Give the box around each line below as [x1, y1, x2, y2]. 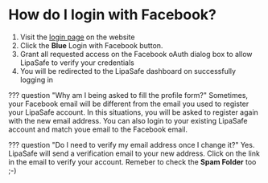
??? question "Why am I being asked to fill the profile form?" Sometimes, [8, 90, 248, 100]
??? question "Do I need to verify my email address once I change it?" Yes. [8, 140, 255, 149]
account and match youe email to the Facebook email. [8, 124, 188, 134]
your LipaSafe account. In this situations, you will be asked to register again [8, 107, 259, 117]
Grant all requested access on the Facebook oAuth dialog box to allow [19, 49, 253, 59]
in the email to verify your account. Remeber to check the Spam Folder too [8, 157, 257, 166]
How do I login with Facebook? [8, 6, 217, 24]
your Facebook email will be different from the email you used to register [8, 99, 249, 108]
